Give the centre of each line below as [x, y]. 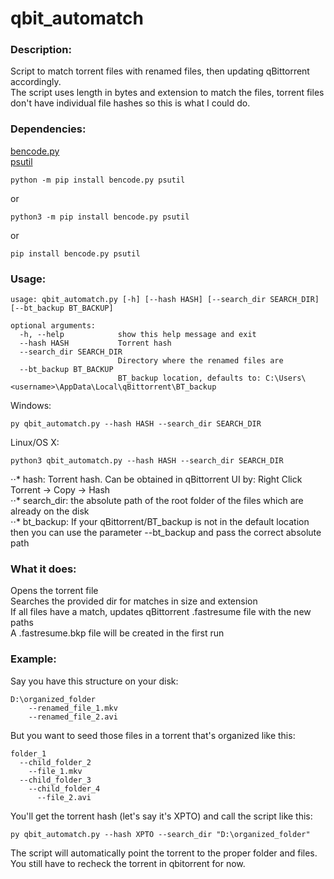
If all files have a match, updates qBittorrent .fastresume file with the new [161, 612]
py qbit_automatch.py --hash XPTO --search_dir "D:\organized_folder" [160, 834]
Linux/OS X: [35, 443]
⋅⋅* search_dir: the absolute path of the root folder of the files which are [157, 501]
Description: [41, 50]
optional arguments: [53, 326]
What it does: [43, 569]
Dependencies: [48, 129]
